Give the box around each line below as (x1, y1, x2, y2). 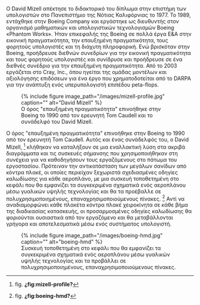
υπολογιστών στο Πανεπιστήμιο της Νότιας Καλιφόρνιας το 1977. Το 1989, (6, 11, 191, 19)
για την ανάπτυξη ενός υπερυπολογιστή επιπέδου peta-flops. (6, 81, 159, 88)
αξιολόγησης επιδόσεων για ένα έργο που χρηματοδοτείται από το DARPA (6, 75, 192, 82)
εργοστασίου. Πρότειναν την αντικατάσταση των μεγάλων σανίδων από (6, 162, 187, 170)
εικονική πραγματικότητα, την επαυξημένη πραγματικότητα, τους (6, 37, 168, 44)
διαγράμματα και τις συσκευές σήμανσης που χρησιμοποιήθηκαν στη (6, 149, 178, 157)
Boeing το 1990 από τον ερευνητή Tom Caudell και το (21, 112, 153, 119)
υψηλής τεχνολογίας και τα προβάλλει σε (21, 257, 126, 264)
